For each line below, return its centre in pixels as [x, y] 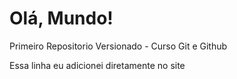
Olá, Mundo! [61, 18]
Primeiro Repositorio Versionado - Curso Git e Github [118, 46]
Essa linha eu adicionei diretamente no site [97, 65]
